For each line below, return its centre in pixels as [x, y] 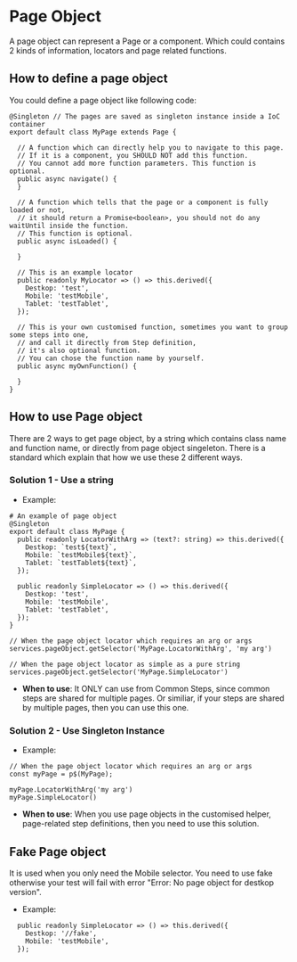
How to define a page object [88, 79]
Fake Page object [58, 852]
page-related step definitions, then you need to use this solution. [140, 824]
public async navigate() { [67, 179]
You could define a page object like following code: [103, 100]
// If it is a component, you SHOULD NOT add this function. [133, 155]
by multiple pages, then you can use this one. [105, 707]
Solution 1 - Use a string [61, 481]
